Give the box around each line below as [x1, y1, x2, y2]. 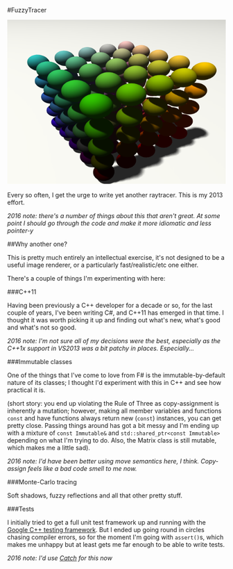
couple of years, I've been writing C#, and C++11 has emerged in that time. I [7, 308, 224, 317]
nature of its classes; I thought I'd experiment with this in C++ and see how [7, 379, 222, 386]
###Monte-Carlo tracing [7, 478, 78, 486]
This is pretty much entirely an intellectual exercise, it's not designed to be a [7, 254, 225, 261]
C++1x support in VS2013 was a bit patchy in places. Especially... [7, 344, 195, 352]
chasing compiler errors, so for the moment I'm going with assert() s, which [7, 533, 224, 541]
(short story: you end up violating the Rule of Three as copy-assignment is [7, 399, 220, 407]
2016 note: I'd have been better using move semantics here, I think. [7, 457, 200, 465]
